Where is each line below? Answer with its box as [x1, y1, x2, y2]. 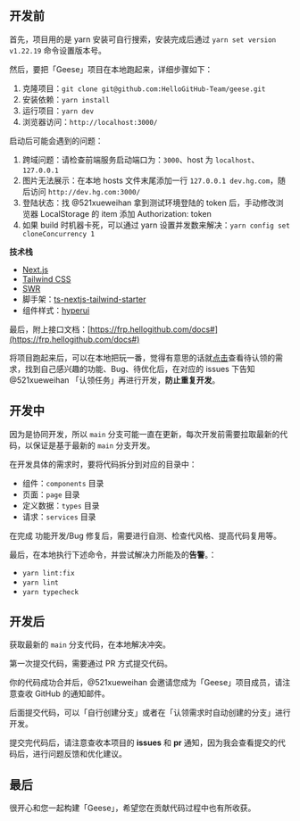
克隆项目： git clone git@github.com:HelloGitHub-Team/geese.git [21, 83, 266, 94]
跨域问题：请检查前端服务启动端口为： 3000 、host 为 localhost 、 [21, 154, 260, 165]
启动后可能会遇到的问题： [9, 135, 104, 145]
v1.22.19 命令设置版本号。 [9, 45, 107, 55]
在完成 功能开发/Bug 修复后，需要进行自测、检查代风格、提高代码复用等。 [9, 530, 281, 541]
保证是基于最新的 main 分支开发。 [32, 440, 155, 451]
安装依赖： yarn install [21, 94, 110, 104]
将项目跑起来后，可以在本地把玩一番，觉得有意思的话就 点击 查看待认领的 [9, 352, 275, 363]
